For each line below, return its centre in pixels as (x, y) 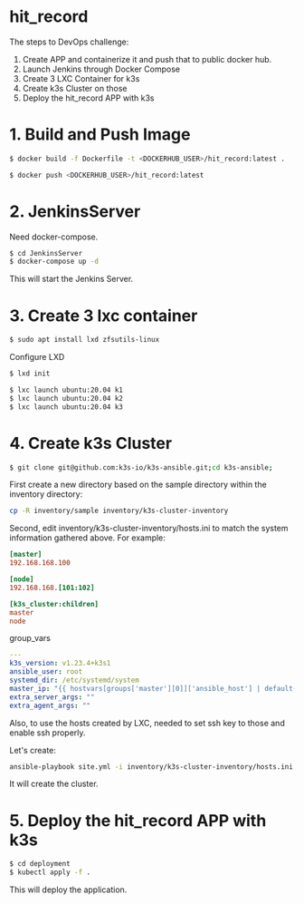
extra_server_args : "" (52, 697)
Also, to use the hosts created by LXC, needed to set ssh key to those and (147, 723)
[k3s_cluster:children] (54, 604)
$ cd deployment (40, 864)
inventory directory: (46, 494)
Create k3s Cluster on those (75, 88)
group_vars (30, 638)
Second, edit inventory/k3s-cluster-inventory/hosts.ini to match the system (149, 529)
